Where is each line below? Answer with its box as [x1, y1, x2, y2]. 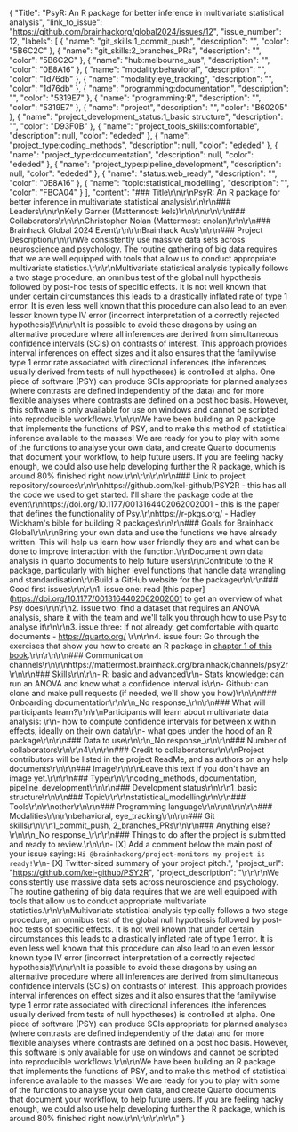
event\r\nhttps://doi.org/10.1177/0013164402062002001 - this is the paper [9, 499, 280, 510]
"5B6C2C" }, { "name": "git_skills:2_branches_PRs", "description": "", [9, 45, 262, 56]
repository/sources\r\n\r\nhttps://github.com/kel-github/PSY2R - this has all [9, 480, 286, 490]
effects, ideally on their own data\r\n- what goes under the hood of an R [9, 726, 273, 736]
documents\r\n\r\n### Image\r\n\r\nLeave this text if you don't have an [9, 764, 270, 774]
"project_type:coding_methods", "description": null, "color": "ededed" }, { [9, 140, 278, 150]
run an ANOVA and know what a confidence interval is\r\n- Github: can [9, 678, 269, 688]
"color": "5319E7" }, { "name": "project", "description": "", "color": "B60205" [9, 102, 288, 112]
